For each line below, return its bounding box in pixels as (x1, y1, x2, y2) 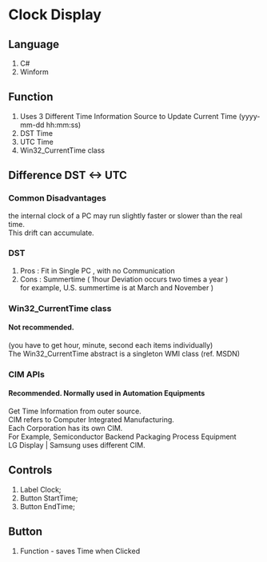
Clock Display (8, 6, 102, 24)
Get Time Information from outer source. (8, 406, 141, 417)
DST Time (19, 128, 54, 138)
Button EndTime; (19, 501, 76, 511)
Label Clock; (19, 484, 62, 494)
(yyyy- (238, 111, 261, 121)
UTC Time (19, 137, 54, 146)
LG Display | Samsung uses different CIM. (8, 440, 145, 450)
